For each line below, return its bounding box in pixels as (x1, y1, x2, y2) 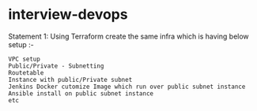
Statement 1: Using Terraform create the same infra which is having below (8, 31, 249, 41)
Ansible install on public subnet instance (8, 89, 154, 98)
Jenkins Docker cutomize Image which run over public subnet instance (8, 83, 246, 91)
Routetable (8, 68, 44, 76)
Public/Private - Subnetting (8, 61, 104, 70)
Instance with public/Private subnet (8, 76, 133, 83)
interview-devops (8, 6, 128, 24)
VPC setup (8, 55, 41, 63)
